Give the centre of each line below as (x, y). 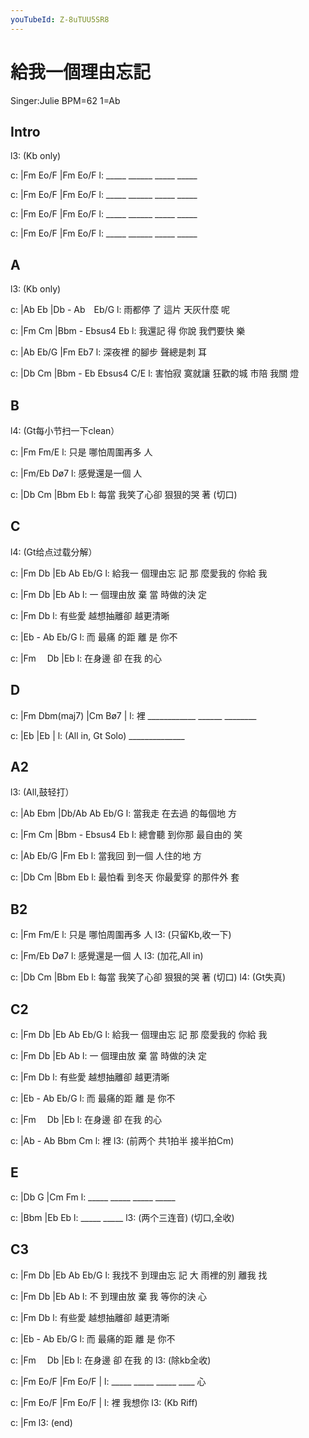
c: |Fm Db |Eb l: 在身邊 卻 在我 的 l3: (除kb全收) (111, 1360)
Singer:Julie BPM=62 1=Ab (65, 100)
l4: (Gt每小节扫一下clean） (65, 430)
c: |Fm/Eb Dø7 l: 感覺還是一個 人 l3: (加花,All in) (107, 956)
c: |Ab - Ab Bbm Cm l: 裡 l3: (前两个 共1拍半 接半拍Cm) (122, 1141)
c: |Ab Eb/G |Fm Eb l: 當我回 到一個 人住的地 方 (106, 856)
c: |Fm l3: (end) (41, 1422)
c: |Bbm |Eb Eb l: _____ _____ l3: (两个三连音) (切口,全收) (122, 1217)
